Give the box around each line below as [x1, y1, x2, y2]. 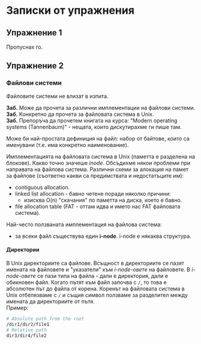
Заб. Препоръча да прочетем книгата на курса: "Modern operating [6, 116, 178, 124]
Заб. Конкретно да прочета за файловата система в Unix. [6, 110, 154, 118]
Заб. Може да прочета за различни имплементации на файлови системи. [6, 104, 196, 111]
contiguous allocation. [14, 184, 70, 191]
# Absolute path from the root [6, 316, 85, 322]
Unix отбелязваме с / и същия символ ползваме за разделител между [6, 291, 188, 298]
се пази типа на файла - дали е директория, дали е [37, 272, 169, 279]
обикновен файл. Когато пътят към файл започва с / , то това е [6, 279, 167, 286]
